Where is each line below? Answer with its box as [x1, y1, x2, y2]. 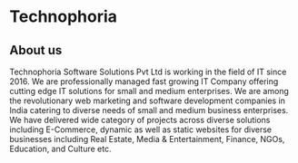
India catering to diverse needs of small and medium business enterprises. [9, 105, 289, 115]
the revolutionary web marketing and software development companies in [9, 95, 286, 106]
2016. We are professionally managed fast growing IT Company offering [9, 76, 279, 87]
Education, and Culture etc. [9, 143, 112, 154]
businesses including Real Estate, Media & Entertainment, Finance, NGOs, [9, 134, 285, 144]
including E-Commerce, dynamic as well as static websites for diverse [9, 124, 273, 135]
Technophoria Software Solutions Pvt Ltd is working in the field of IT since [9, 66, 287, 77]
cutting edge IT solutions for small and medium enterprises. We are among [9, 86, 289, 96]
